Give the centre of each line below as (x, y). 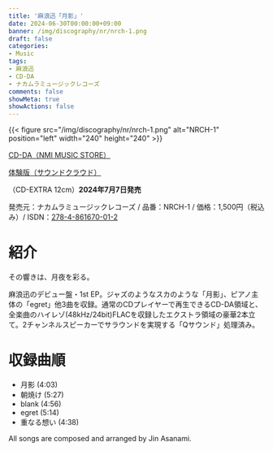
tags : (17, 62)
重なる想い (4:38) (50, 422)
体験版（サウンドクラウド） (55, 172)
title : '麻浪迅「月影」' (46, 16)
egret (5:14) (39, 412)
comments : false (36, 91)
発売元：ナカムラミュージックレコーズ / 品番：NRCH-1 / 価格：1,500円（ (129, 207)
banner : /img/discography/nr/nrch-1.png (78, 31)
